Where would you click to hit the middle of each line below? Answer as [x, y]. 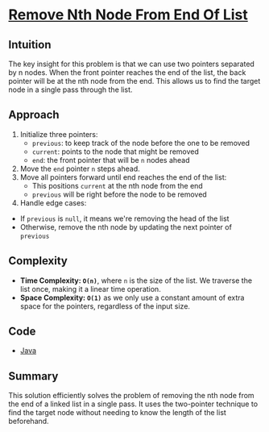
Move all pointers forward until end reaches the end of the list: [123, 177]
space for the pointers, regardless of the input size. [105, 306]
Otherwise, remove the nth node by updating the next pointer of [126, 226]
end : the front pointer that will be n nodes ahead [111, 160]
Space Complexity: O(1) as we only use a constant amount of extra [132, 297]
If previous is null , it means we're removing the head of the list [124, 218]
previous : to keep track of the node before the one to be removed [141, 143]
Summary [33, 376]
